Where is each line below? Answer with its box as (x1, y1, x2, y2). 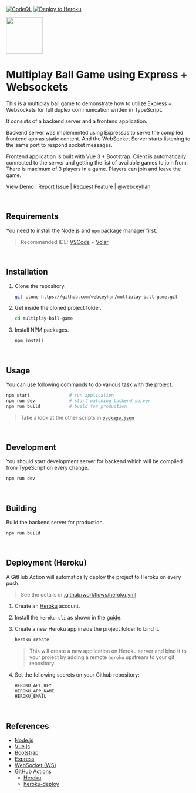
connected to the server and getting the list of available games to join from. (6, 159, 188, 166)
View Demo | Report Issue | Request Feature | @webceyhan (6, 183, 151, 190)
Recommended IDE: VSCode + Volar (20, 238, 109, 245)
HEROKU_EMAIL (14, 694, 47, 700)
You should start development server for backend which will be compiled (6, 458, 183, 465)
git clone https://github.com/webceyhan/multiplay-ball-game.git (14, 294, 178, 300)
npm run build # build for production (6, 403, 127, 409)
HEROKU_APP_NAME (14, 688, 55, 694)
